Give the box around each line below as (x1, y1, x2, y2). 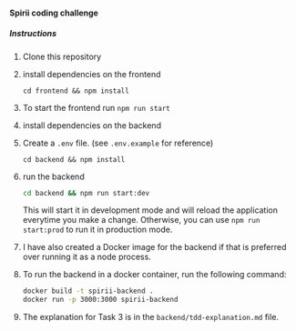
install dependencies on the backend (22, 119, 162, 131)
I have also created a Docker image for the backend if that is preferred (22, 242, 287, 253)
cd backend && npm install (22, 155, 126, 164)
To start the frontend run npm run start (22, 102, 171, 113)
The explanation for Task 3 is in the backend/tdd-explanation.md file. (22, 312, 280, 323)
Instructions (9, 28, 57, 39)
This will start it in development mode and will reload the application (22, 205, 279, 216)
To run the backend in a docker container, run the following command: (22, 269, 287, 280)
